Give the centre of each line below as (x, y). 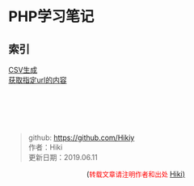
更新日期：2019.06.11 (63, 157)
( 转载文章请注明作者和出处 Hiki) (136, 174)
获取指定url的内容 (38, 80)
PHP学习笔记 (51, 17)
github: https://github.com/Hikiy (81, 137)
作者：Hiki (45, 147)
